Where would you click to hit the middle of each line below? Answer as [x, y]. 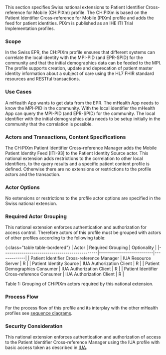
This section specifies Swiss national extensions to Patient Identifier [75, 7]
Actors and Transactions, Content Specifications [66, 137]
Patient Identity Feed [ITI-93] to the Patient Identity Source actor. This [77, 153]
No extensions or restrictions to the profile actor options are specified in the [83, 198]
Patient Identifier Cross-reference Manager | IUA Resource [91, 258]
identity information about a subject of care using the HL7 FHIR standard [80, 73]
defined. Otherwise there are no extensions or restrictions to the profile [78, 169]
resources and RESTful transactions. [43, 79]
